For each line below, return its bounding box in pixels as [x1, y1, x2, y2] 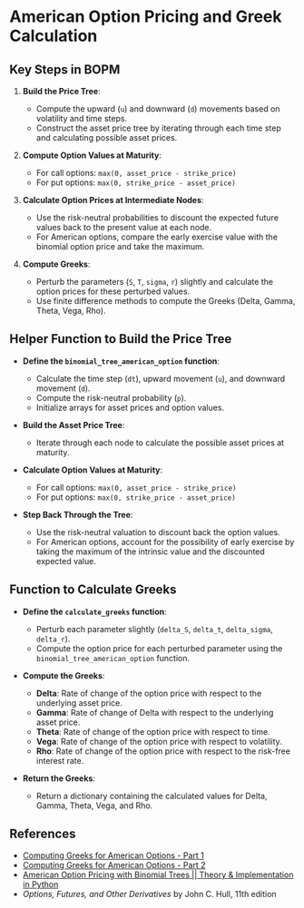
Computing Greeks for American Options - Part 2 [22, 860, 206, 871]
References [9, 826, 76, 842]
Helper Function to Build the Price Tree [9, 331, 232, 347]
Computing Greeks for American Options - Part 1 [22, 850, 204, 861]
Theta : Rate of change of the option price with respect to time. [35, 726, 270, 737]
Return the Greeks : [22, 773, 95, 784]
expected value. [35, 555, 97, 566]
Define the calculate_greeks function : [22, 606, 168, 617]
